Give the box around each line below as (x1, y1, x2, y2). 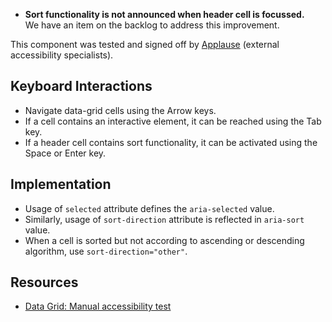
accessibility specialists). (10, 49, 114, 61)
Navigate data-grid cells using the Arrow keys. (24, 104, 217, 116)
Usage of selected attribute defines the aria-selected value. (24, 202, 275, 214)
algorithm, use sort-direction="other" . (24, 245, 188, 257)
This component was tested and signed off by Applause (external (10, 39, 280, 50)
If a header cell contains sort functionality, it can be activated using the (24, 136, 318, 148)
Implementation (10, 176, 112, 193)
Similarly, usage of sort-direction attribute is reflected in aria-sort (24, 213, 305, 225)
